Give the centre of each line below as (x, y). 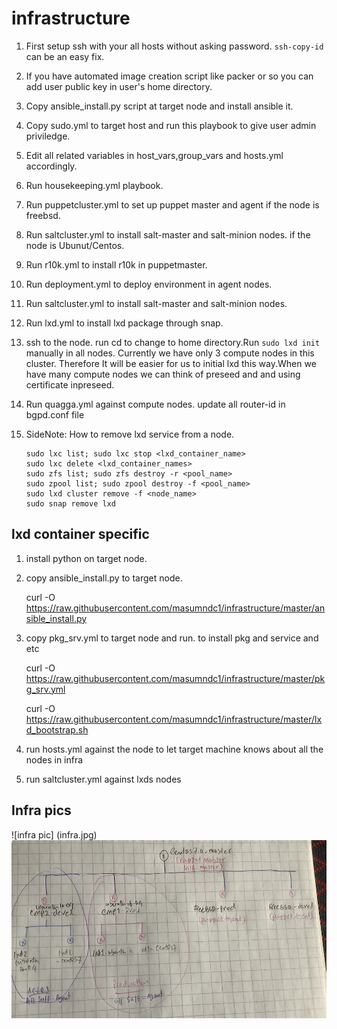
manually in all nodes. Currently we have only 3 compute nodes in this (170, 353)
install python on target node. (86, 558)
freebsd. (43, 215)
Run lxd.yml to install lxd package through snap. (124, 323)
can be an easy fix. (65, 56)
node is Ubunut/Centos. (75, 245)
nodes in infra (54, 759)
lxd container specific (80, 534)
